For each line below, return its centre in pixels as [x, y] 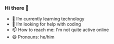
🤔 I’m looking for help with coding [46, 24]
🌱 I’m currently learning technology [48, 19]
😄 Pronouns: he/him [33, 37]
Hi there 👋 [17, 8]
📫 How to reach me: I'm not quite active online [60, 30]
